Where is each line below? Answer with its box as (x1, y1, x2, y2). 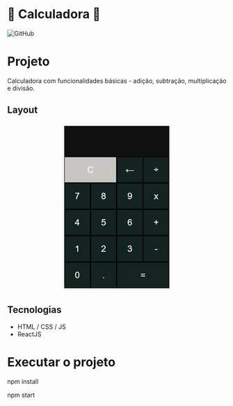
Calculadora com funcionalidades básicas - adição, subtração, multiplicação (7, 76, 227, 85)
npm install (7, 377, 39, 385)
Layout (7, 104, 38, 116)
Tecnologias (7, 304, 62, 316)
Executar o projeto (7, 354, 116, 370)
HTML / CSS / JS (17, 323, 66, 331)
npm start (7, 391, 35, 399)
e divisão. (7, 83, 35, 92)
